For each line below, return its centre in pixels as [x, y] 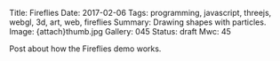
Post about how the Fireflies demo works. [85, 49]
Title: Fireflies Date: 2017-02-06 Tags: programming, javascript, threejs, [140, 13]
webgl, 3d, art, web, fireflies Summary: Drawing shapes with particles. [138, 22]
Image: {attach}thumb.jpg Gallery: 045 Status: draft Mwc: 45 [120, 31]
